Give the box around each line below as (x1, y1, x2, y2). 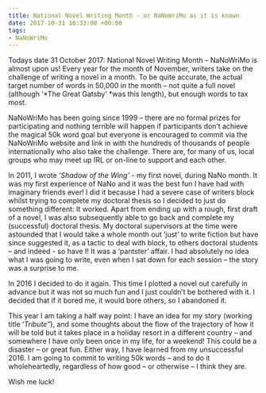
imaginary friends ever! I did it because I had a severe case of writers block (8, 187, 255, 197)
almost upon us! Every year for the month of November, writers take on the (8, 64, 253, 74)
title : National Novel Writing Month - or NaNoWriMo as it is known (8, 11, 240, 20)
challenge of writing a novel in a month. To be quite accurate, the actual (8, 72, 243, 82)
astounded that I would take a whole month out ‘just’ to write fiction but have (8, 229, 259, 239)
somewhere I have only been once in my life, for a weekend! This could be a (8, 337, 257, 346)
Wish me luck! (8, 377, 55, 387)
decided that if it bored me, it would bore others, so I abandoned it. (8, 295, 227, 306)
